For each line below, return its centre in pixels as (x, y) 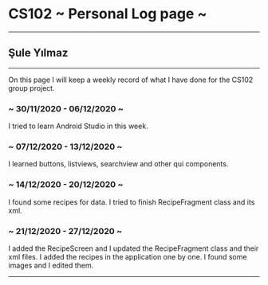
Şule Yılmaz (38, 53)
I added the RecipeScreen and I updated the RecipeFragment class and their (134, 248)
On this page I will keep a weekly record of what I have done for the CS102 (131, 80)
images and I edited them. (51, 265)
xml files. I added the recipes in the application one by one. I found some (128, 256)
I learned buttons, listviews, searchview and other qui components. (118, 164)
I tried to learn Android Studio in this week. (79, 126)
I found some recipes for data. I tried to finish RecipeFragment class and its (132, 202)
